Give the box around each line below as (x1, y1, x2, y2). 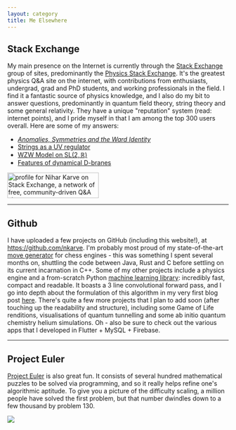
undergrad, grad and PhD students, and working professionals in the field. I (7, 84, 225, 92)
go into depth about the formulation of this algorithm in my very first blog (7, 288, 218, 297)
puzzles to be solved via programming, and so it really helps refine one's (7, 379, 218, 388)
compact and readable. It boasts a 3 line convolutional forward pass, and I (7, 281, 222, 290)
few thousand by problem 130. (7, 401, 95, 410)
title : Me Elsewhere (7, 17, 68, 24)
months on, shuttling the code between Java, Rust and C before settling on (7, 259, 224, 267)
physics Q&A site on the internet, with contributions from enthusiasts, (7, 77, 209, 85)
